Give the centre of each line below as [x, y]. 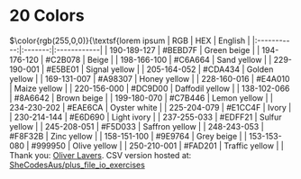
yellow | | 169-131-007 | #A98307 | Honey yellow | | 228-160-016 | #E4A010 [150, 78]
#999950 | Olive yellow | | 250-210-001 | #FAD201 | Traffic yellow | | [157, 146]
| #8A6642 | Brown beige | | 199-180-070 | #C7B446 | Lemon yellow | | [141, 98]
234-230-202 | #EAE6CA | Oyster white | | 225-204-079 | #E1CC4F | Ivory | [150, 107]
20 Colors [47, 16]
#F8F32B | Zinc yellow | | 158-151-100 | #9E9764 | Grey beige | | [128, 136]
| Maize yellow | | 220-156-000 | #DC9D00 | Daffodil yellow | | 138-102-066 [150, 88]
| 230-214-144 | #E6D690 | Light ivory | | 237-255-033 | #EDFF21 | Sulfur [146, 117]
